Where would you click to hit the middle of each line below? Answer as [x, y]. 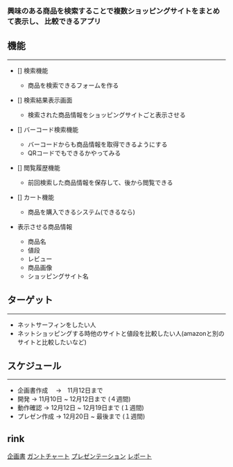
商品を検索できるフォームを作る [73, 85]
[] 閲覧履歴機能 [38, 167]
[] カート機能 [35, 197]
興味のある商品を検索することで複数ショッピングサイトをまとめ [114, 10]
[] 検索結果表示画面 [45, 100]
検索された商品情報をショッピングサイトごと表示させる [106, 114]
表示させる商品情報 [45, 226]
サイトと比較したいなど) [52, 342]
